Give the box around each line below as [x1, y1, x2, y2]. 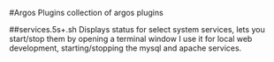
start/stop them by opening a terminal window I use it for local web [9, 34, 253, 44]
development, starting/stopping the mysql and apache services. [9, 43, 242, 53]
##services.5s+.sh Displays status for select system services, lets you [9, 24, 265, 34]
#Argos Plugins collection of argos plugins [9, 8, 164, 17]
